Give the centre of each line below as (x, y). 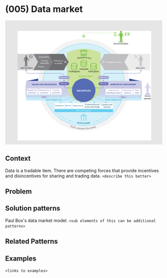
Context (18, 158)
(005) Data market (44, 9)
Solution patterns (33, 208)
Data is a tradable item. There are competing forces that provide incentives (82, 170)
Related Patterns (32, 241)
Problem (19, 191)
